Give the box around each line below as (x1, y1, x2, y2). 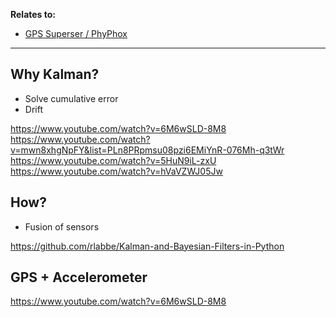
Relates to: (10, 9, 57, 20)
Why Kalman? (10, 66, 100, 83)
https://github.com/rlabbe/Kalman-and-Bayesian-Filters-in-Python (10, 240, 285, 252)
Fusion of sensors (24, 220, 100, 233)
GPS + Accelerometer (10, 269, 148, 286)
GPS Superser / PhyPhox (24, 28, 128, 39)
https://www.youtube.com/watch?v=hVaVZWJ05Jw (10, 165, 223, 177)
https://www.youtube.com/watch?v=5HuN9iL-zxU (10, 154, 217, 166)
